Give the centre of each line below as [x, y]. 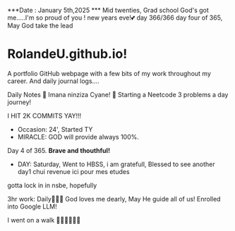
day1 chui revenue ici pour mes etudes [73, 171]
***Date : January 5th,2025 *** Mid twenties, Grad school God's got [108, 10]
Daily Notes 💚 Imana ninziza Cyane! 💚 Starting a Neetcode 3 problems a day [118, 94]
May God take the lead [40, 25]
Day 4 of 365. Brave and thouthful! [59, 150]
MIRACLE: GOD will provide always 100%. [78, 137]
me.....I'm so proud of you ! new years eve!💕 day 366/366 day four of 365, [115, 18]
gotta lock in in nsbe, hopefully [52, 185]
